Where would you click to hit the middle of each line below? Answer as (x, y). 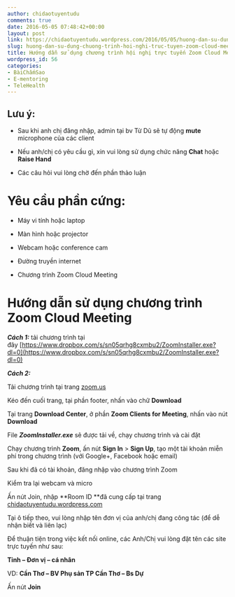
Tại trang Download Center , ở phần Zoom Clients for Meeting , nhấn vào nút (117, 413)
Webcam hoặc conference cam (63, 247)
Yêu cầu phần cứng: (66, 201)
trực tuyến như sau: (36, 546)
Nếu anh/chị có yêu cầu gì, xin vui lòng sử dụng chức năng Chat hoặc (118, 152)
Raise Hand (34, 159)
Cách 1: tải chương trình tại (46, 337)
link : (15, 40)
